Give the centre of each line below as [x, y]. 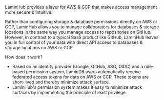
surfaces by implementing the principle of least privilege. [69, 92]
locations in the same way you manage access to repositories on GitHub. [78, 32]
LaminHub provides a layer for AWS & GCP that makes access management [81, 7]
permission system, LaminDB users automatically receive [83, 72]
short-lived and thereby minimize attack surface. [61, 82]
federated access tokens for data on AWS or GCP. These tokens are [80, 77]
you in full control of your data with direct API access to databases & [74, 42]
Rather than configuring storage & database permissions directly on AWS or [81, 22]
